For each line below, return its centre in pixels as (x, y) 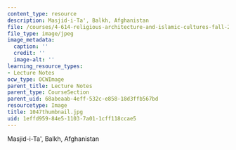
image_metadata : (31, 40)
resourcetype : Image (38, 106)
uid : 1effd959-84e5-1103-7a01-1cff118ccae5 (72, 118)
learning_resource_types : (45, 66)
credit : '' (29, 54)
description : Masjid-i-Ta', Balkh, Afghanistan (78, 20)
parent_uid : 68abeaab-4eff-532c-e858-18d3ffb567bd (83, 99)
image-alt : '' (34, 60)
